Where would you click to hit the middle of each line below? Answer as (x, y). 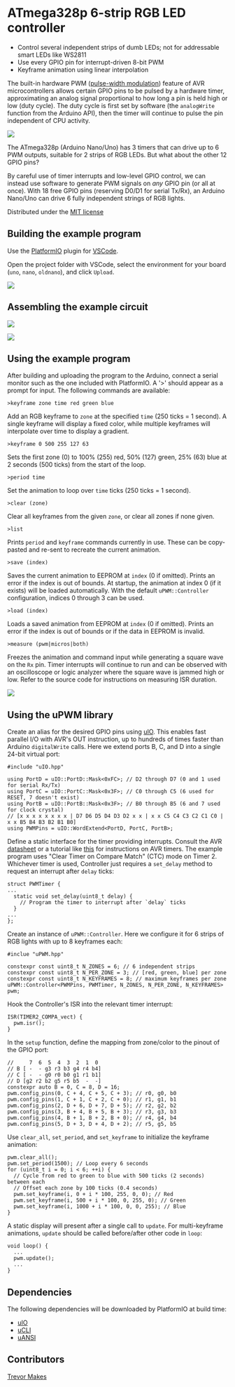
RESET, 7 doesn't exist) (43, 798)
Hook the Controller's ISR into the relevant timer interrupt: (90, 1004)
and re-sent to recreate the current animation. (95, 550)
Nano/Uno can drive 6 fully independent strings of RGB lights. (96, 198)
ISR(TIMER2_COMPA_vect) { (45, 1017)
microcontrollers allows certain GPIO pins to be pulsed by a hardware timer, (116, 91)
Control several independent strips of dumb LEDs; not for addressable (118, 47)
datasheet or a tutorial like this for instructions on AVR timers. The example (115, 849)
